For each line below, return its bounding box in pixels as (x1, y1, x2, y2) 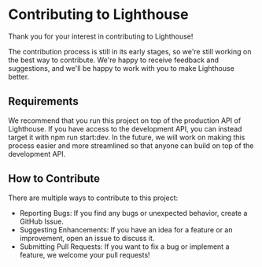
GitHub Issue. (19, 217, 65, 226)
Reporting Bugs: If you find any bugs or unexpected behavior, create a (19, 208, 248, 217)
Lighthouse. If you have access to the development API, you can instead (8, 124, 242, 133)
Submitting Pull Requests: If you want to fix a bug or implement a (19, 242, 230, 251)
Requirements (8, 95, 79, 108)
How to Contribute (8, 172, 101, 186)
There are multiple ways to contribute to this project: (8, 193, 179, 202)
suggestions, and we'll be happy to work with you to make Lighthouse (8, 63, 234, 72)
